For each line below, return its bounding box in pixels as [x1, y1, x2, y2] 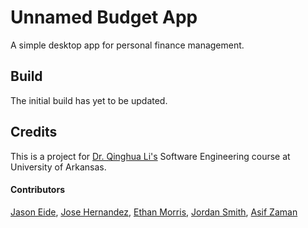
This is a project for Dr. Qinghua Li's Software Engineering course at [10, 150, 291, 162]
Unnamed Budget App [10, 6, 198, 29]
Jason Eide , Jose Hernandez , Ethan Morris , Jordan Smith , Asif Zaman [10, 206, 298, 218]
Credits [10, 124, 58, 141]
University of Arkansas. [10, 161, 107, 173]
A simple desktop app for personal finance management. [10, 39, 245, 51]
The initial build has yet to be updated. [10, 94, 168, 106]
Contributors [10, 184, 66, 196]
